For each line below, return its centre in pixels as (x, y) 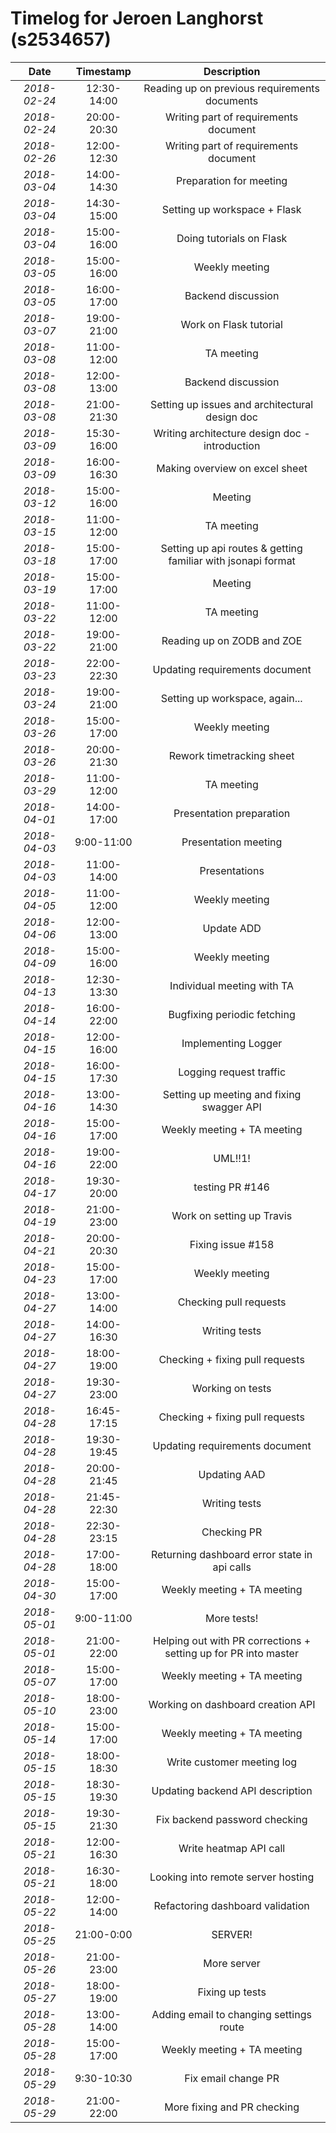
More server (232, 1963)
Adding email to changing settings (231, 2014)
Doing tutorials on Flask (232, 238)
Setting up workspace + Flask (231, 209)
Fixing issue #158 (232, 1244)
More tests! (231, 1618)
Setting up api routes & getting (231, 548)
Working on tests (231, 1388)
